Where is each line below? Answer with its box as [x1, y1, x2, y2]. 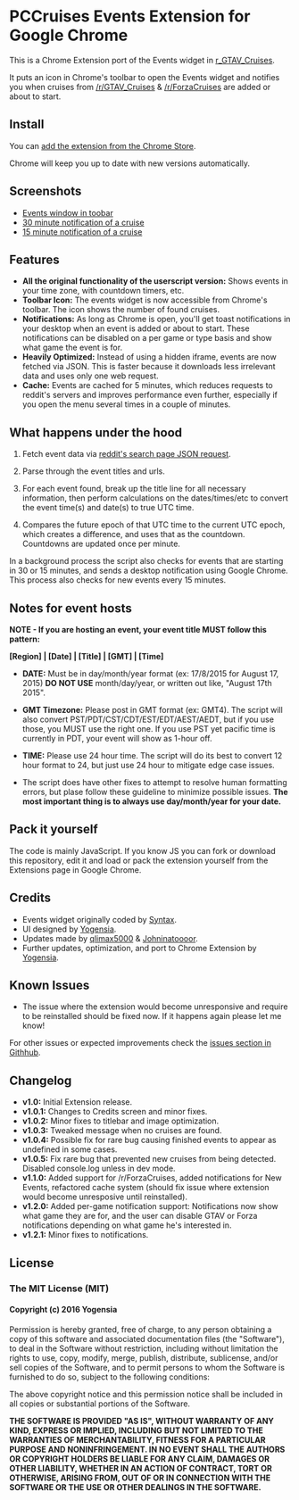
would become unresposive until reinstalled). [21, 1191, 187, 1202]
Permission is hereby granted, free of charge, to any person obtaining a [9, 1323, 272, 1335]
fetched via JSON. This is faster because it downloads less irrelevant [21, 361, 276, 372]
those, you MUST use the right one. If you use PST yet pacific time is [21, 724, 276, 733]
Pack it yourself [9, 822, 98, 837]
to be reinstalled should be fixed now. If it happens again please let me [21, 1011, 282, 1022]
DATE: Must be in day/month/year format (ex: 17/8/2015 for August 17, [21, 668, 279, 679]
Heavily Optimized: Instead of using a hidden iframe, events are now [21, 352, 277, 362]
